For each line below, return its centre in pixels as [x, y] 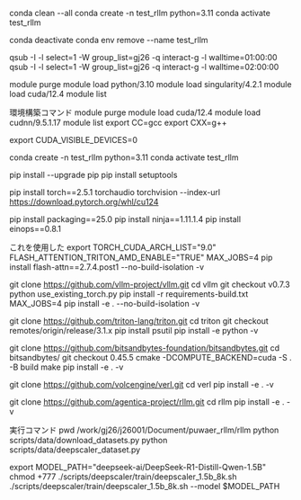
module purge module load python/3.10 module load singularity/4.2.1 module [150, 84]
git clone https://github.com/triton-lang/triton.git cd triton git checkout [139, 321]
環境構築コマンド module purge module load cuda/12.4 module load [135, 112]
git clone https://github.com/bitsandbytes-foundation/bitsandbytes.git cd [145, 348]
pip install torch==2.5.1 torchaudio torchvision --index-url [115, 192]
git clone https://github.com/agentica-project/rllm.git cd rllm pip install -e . [147, 402]
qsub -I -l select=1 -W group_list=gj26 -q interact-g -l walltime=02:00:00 [144, 67]
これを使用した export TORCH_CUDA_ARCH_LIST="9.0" [113, 247]
